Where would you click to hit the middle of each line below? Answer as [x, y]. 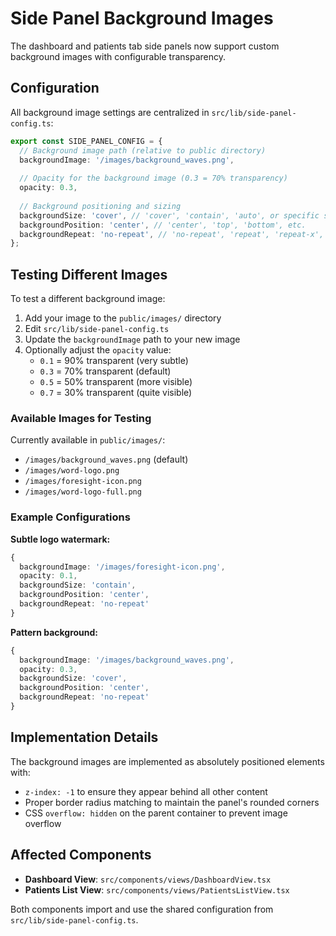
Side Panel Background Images [142, 18]
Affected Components [81, 855]
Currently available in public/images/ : [88, 440]
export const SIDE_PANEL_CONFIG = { [86, 141]
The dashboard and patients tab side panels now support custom [145, 46]
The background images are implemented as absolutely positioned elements [167, 761]
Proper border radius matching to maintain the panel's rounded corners [172, 802]
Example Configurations [70, 517]
